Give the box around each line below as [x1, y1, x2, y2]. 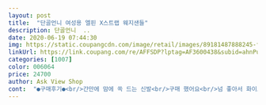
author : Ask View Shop [8, 77, 83, 85]
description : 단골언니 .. [8, 26, 91, 34]
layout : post [8, 11, 51, 20]
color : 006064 [8, 63, 55, 71]
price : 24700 [8, 70, 51, 78]
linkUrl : [8, 48, 37, 56]
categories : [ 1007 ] [8, 56, 73, 64]
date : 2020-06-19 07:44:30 [8, 33, 97, 42]
